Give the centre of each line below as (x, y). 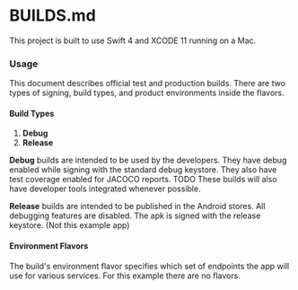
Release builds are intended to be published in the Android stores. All (137, 207)
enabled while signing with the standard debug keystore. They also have (143, 170)
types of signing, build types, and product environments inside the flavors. (147, 93)
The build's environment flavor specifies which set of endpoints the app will (149, 266)
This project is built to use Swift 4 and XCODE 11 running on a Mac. (133, 40)
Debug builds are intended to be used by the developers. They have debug (148, 160)
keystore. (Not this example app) (70, 225)
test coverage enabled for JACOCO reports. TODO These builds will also (143, 180)
